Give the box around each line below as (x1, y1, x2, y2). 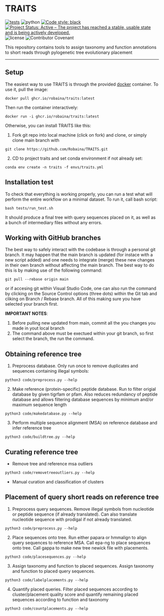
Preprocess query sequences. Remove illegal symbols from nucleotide (12, 506, 154, 512)
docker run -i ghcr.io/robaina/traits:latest (5, 114, 99, 119)
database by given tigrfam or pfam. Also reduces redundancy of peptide (12, 391, 158, 397)
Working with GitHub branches (5, 234, 101, 242)
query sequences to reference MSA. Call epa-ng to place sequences (12, 540, 151, 545)
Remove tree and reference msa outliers (12, 461, 93, 467)
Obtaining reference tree (5, 350, 82, 358)
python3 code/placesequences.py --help (5, 554, 86, 559)
